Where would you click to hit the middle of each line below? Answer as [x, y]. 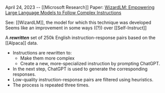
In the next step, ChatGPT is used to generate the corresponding [80, 69]
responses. [24, 74]
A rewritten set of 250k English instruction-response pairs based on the [80, 38]
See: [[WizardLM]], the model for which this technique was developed [78, 22]
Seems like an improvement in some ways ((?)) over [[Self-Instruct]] [76, 28]
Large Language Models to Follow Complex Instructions [63, 13]
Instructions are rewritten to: [42, 53]
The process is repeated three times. [51, 85]
